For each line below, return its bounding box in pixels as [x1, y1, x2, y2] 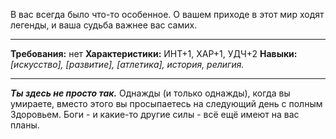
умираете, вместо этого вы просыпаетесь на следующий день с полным [10, 98, 323, 109]
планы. [10, 119, 40, 131]
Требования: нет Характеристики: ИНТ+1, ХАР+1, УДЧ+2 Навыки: [10, 48, 298, 59]
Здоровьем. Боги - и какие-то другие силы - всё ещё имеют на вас [10, 109, 300, 120]
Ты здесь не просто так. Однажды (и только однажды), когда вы [10, 87, 291, 99]
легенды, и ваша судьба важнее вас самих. [10, 19, 198, 31]
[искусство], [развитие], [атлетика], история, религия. [10, 59, 245, 70]
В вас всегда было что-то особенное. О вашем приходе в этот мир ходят [10, 9, 325, 20]
